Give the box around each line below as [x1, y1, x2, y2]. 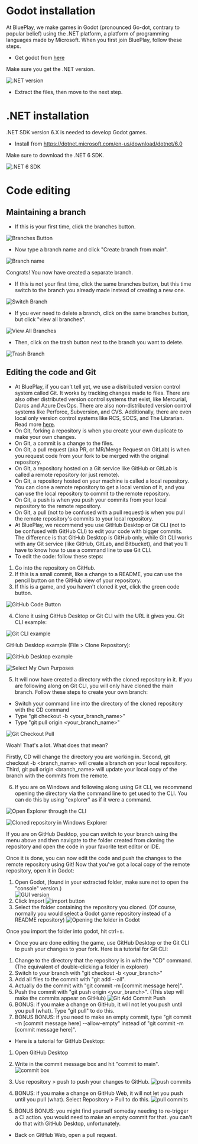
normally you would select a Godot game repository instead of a [14, 910, 171, 917]
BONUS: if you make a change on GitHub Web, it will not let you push [14, 1090, 183, 1097]
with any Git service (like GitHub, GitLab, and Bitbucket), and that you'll [14, 540, 188, 547]
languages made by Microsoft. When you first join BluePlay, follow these [6, 36, 182, 43]
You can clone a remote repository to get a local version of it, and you [14, 483, 185, 490]
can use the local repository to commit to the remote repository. [14, 490, 170, 497]
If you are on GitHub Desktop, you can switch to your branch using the [6, 830, 178, 838]
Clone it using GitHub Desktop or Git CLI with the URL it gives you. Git [14, 612, 184, 619]
